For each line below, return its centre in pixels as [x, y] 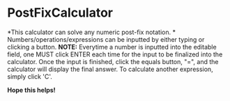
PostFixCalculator [60, 13]
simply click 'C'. [30, 76]
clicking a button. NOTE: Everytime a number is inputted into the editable [112, 47]
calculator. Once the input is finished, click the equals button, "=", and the [113, 61]
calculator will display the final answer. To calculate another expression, [110, 69]
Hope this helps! [31, 90]
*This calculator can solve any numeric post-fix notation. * [92, 32]
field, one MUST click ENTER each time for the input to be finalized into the [115, 54]
